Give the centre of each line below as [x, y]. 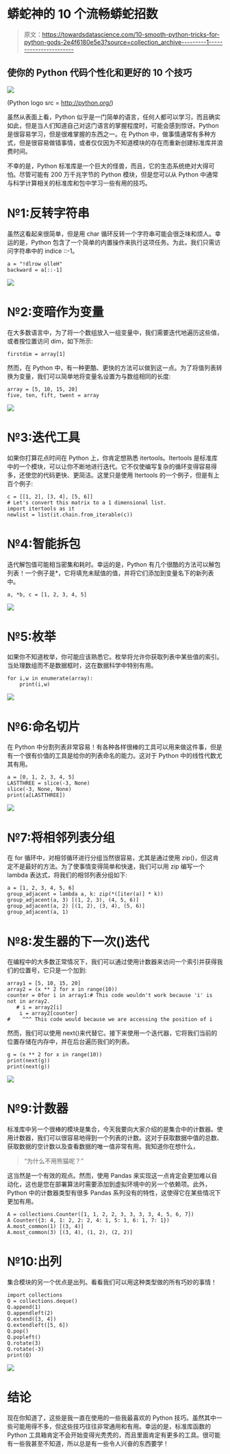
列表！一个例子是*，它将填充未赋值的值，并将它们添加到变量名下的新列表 [111, 573]
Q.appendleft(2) [30, 1313]
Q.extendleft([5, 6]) [38, 1326]
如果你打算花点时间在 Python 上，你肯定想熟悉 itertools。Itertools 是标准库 [112, 458]
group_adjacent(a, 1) [38, 912]
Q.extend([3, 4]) [32, 1319]
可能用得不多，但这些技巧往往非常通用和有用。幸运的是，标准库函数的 [112, 1427]
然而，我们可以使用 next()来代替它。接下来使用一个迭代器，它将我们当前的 [112, 1033]
